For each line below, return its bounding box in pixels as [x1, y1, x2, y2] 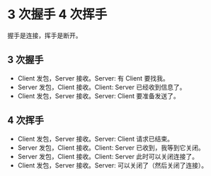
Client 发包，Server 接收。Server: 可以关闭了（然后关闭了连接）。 [17, 160, 207, 170]
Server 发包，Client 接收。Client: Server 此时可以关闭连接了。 [17, 152, 198, 160]
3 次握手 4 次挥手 [7, 6, 108, 23]
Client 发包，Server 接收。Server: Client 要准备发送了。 [17, 91, 180, 100]
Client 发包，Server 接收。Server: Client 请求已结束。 [17, 134, 173, 143]
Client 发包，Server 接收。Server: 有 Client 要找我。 [17, 74, 169, 82]
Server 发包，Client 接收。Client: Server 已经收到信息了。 [17, 83, 186, 91]
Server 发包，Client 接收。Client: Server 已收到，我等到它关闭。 [17, 143, 205, 152]
